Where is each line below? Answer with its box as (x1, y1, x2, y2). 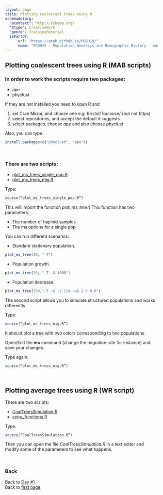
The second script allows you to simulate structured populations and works (5, 297, 156, 303)
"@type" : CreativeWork (9, 25, 55, 30)
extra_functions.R (12, 413, 48, 420)
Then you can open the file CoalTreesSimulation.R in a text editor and (5, 441, 144, 447)
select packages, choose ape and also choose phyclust (12, 121, 124, 127)
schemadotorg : (5, 16, 34, 21)
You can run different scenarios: (5, 233, 69, 239)
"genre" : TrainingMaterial (9, 30, 64, 34)
